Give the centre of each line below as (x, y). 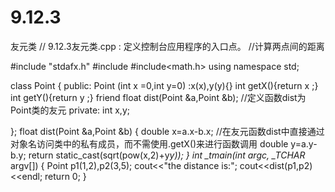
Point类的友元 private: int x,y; (70, 110)
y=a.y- (304, 143)
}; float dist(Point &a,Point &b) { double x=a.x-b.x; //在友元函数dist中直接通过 (167, 131)
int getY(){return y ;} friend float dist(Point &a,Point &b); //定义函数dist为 (158, 97)
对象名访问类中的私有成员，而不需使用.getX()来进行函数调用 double (149, 143)
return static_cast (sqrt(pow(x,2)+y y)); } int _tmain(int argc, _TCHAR (167, 155)
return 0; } (65, 176)
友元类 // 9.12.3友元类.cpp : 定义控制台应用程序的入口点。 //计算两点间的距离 (167, 46)
